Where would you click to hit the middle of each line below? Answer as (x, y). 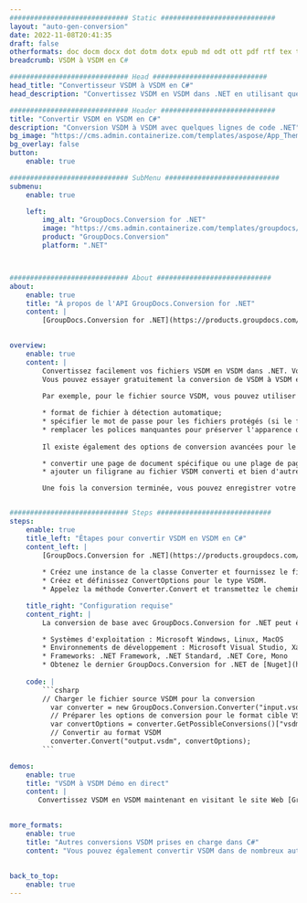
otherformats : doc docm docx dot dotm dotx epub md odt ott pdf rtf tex (151, 52)
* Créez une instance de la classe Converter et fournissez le (165, 572)
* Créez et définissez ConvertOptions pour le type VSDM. (155, 581)
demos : (22, 766)
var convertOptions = (91, 724)
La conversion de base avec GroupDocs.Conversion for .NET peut (167, 622)
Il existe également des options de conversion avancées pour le (169, 447)
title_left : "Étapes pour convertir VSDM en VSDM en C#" (137, 538)
